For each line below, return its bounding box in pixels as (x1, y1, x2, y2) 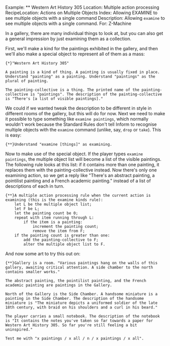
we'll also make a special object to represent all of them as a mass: (5, 51, 145, 57)
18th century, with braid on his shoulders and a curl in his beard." (5, 305, 158, 310)
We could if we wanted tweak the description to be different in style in (5, 105, 152, 111)
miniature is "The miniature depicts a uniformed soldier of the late (5, 300, 158, 305)
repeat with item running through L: (14, 215, 94, 220)
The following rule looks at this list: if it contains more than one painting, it (5, 162, 160, 167)
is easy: (5, 132, 22, 138)
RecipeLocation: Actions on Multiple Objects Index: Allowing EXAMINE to (5, 10, 158, 16)
